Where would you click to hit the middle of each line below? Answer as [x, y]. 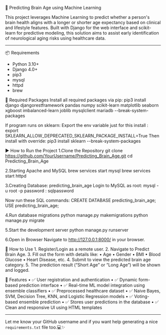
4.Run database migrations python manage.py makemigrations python [77, 215]
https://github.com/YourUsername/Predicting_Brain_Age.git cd [69, 156]
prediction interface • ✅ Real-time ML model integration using [82, 285]
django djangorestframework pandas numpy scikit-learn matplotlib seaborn [82, 105]
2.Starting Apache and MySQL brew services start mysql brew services [78, 171]
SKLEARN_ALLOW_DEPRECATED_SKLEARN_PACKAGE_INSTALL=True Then [82, 136]
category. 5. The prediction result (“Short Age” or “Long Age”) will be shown [83, 265]
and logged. [17, 270]
